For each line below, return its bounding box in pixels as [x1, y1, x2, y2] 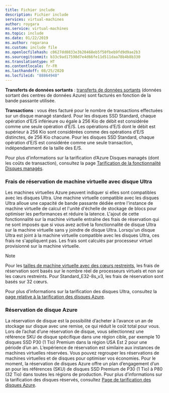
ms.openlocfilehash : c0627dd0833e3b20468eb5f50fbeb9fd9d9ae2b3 [5, 49, 141, 54]
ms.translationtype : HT [5, 59, 55, 64]
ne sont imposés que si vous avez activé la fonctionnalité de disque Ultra [5, 221, 156, 228]
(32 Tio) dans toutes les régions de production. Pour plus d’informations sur [5, 371, 162, 377]
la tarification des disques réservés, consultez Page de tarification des [5, 377, 151, 383]
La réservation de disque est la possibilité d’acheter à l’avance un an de [5, 318, 153, 324]
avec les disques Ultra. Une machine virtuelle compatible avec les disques [5, 195, 159, 201]
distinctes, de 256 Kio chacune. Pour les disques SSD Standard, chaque [5, 134, 155, 140]
